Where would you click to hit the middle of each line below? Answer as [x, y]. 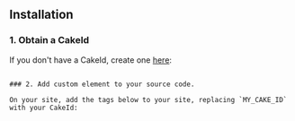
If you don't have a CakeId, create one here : [91, 60]
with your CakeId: [44, 108]
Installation [41, 15]
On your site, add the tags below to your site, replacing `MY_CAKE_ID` [148, 99]
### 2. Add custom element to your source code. [102, 84]
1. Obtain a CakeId [49, 40]
